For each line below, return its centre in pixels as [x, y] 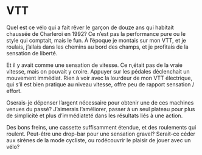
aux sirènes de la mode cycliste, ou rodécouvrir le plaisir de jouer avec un [99, 140]
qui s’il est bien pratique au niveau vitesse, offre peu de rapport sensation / [100, 84]
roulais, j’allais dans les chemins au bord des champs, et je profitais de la [97, 47]
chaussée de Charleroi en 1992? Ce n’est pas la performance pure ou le [96, 33]
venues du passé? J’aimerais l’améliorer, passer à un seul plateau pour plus [101, 109]
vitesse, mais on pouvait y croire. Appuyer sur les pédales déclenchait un [98, 71]
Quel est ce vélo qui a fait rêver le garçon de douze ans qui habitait [90, 27]
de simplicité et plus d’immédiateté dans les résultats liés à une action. [95, 115]
